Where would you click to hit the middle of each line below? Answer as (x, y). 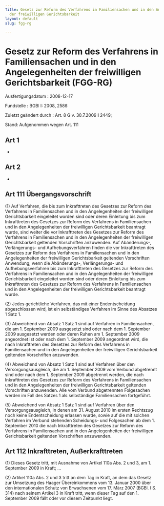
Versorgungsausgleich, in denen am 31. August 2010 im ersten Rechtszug (79, 410)
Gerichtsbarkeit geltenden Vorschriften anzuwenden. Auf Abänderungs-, (78, 242)
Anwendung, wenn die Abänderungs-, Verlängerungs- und (64, 263)
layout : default (21, 19)
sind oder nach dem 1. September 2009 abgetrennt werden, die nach (74, 375)
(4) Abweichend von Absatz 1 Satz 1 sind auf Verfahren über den (70, 364)
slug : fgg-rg (18, 23)
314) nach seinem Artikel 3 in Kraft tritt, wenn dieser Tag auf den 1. (72, 493)
